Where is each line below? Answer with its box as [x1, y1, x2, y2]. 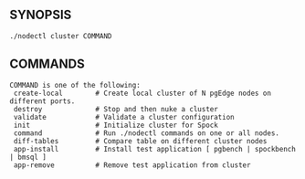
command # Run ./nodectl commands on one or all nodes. [13, 128, 280, 138]
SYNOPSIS [9, 7, 72, 23]
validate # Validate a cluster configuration [13, 112, 235, 121]
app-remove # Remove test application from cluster [13, 160, 251, 170]
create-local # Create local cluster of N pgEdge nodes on [13, 89, 272, 98]
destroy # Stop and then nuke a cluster [13, 104, 219, 113]
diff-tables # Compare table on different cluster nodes [13, 136, 268, 145]
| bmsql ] [9, 153, 47, 162]
